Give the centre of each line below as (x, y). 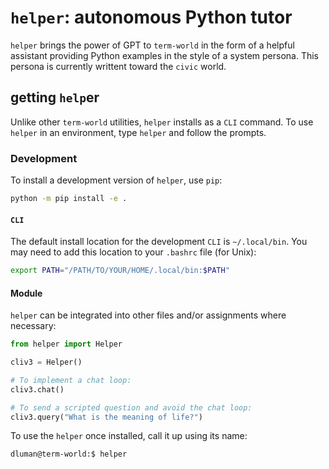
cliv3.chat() (37, 389)
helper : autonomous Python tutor (151, 17)
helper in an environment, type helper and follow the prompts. (138, 132)
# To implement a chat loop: (71, 380)
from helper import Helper (66, 344)
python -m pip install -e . (69, 199)
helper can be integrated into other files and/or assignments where (148, 315)
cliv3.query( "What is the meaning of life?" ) (106, 417)
